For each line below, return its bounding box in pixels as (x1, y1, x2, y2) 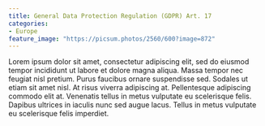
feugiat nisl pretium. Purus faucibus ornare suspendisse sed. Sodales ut (8, 74, 249, 84)
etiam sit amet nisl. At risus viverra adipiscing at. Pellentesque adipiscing (8, 83, 251, 93)
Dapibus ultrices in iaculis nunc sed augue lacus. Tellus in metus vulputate (8, 100, 257, 110)
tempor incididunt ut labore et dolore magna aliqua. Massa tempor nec (8, 66, 244, 76)
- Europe (8, 27, 38, 35)
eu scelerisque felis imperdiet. (8, 109, 109, 119)
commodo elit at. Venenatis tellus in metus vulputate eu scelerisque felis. (8, 91, 252, 102)
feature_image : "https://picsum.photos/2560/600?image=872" (8, 34, 216, 43)
